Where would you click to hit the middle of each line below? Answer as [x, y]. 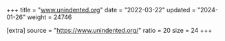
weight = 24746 [50, 17]
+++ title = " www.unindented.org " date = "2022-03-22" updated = [101, 10]
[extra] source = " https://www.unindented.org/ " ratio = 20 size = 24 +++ [109, 30]
